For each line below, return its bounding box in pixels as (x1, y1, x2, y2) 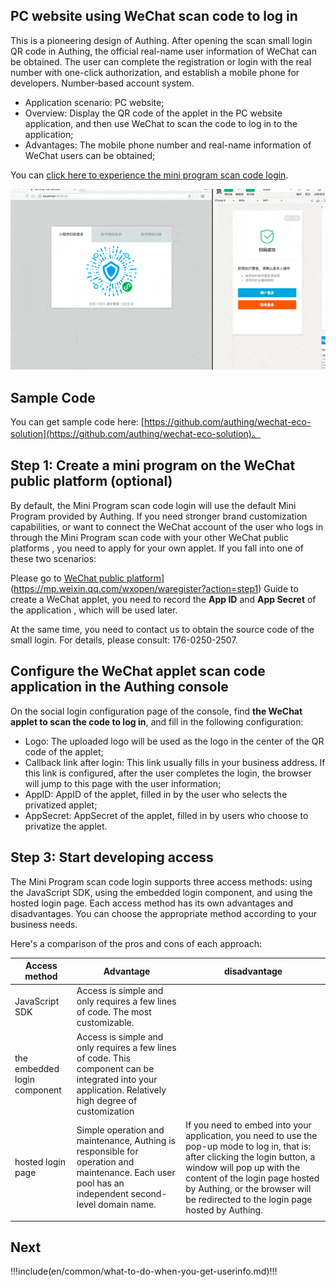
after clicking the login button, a (185, 1150, 316, 1163)
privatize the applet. (24, 820, 108, 832)
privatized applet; (24, 799, 98, 811)
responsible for (76, 1145, 139, 1158)
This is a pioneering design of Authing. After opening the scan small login (10, 34, 313, 46)
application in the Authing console (10, 679, 229, 696)
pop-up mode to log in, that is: (185, 1140, 312, 1152)
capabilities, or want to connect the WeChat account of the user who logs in (10, 520, 324, 533)
